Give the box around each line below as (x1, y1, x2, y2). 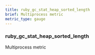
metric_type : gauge (5, 16, 46, 21)
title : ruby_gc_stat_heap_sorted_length (5, 7, 91, 12)
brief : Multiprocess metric (5, 12, 64, 17)
